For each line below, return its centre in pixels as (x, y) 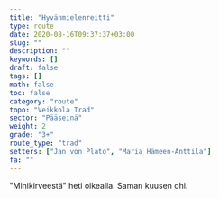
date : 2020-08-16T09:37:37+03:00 (72, 34)
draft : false (34, 68)
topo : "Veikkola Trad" (52, 110)
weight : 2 (28, 127)
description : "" (40, 51)
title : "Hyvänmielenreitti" (62, 18)
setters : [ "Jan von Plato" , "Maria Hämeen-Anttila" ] (110, 151)
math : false (32, 85)
